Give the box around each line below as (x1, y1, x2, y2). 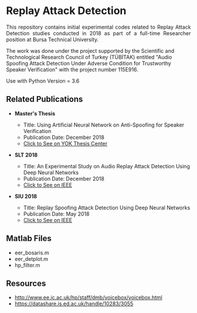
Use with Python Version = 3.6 (6, 77, 80, 84)
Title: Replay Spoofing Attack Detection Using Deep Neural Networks (23, 204, 191, 211)
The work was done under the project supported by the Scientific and (6, 47, 175, 54)
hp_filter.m (14, 261, 40, 268)
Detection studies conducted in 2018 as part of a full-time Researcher (6, 29, 191, 36)
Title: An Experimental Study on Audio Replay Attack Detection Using (23, 162, 191, 169)
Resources (6, 278, 46, 288)
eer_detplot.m (14, 255, 49, 262)
